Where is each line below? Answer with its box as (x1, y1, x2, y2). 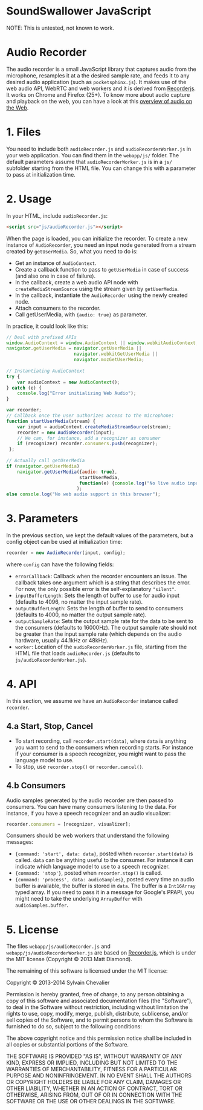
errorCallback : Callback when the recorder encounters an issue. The (14, 572, 187, 579)
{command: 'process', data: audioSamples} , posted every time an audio (14, 876, 195, 883)
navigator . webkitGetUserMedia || (73, 351, 158, 357)
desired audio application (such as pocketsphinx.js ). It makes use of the (6, 78, 187, 85)
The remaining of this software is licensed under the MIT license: (6, 967, 168, 975)
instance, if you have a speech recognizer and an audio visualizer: (6, 809, 171, 817)
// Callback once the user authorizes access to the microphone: (6, 413, 174, 419)
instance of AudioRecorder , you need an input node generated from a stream (6, 241, 196, 249)
